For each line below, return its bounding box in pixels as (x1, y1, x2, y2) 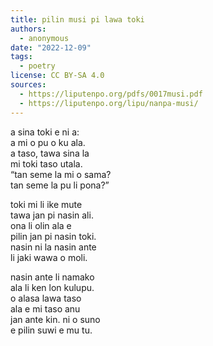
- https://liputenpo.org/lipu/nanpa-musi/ (19, 98, 199, 108)
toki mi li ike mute (10, 198, 83, 210)
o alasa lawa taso (10, 292, 82, 304)
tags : (10, 52, 33, 62)
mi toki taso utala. (10, 157, 83, 170)
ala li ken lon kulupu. (10, 281, 95, 293)
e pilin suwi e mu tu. (10, 324, 93, 336)
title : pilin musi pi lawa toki (10, 14, 145, 25)
